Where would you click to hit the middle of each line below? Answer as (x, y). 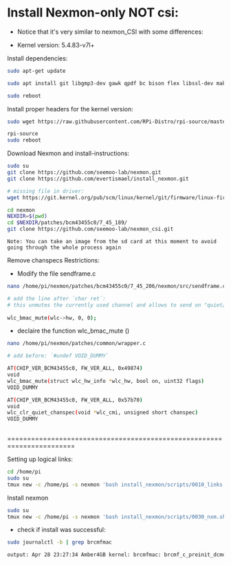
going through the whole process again (64, 248)
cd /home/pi (24, 472)
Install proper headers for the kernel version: (70, 109)
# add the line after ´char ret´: (57, 298)
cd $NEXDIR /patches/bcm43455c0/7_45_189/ (67, 223)
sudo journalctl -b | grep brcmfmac (59, 542)
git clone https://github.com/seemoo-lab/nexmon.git (84, 173)
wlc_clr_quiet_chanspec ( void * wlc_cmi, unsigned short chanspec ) (102, 413)
